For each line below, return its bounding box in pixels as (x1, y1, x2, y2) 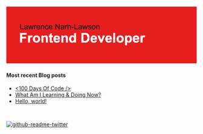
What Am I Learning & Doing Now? (14, 91, 101, 99)
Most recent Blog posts (6, 72, 66, 79)
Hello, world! (14, 97, 47, 105)
